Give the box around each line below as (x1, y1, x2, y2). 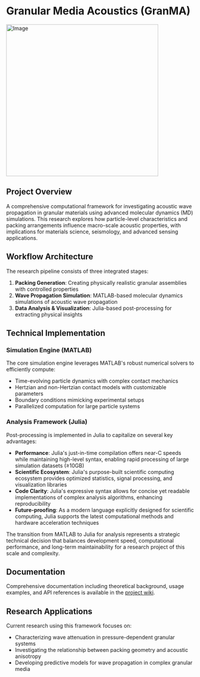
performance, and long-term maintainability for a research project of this (6, 543, 185, 550)
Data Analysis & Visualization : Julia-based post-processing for (14, 304, 172, 312)
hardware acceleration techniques (14, 519, 100, 526)
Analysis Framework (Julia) (6, 418, 88, 426)
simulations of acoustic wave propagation (14, 298, 118, 305)
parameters (14, 390, 44, 398)
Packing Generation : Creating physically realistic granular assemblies (14, 279, 187, 286)
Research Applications (6, 606, 93, 616)
